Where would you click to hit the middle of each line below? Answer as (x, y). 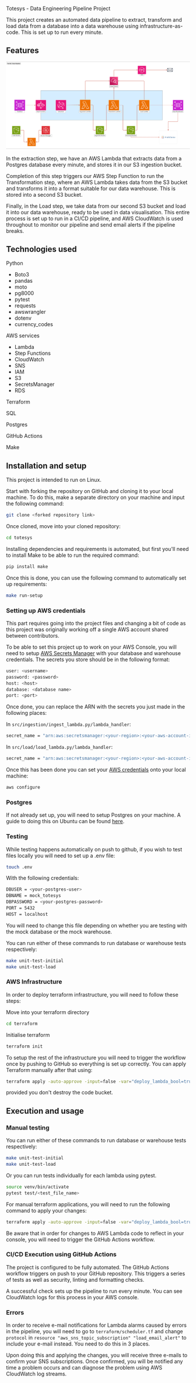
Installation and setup (46, 466)
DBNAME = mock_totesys (34, 896)
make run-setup (24, 595)
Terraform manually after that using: (49, 1070)
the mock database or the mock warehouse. (59, 932)
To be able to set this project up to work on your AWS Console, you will (91, 647)
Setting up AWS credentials (46, 610)
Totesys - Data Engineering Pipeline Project (58, 8)
